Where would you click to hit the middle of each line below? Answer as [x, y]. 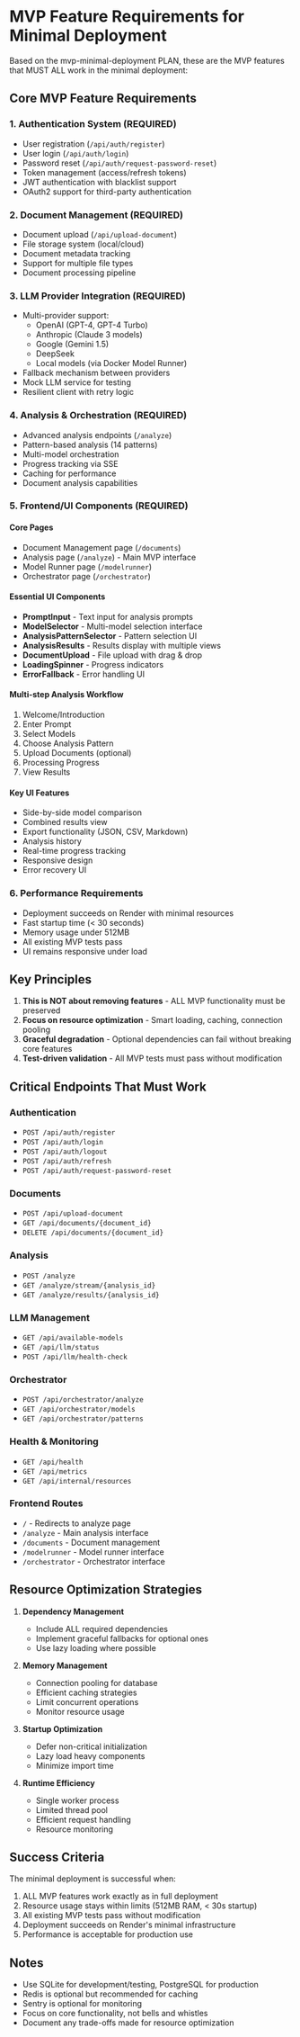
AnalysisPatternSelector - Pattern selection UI [110, 635]
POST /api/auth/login [62, 1143]
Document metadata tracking [76, 253]
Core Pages [31, 527]
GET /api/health [53, 1462]
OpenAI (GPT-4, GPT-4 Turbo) [92, 325]
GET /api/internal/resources [77, 1481]
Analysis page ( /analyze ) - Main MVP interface [109, 557]
